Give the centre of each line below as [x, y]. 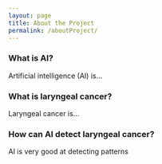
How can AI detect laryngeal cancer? [81, 134]
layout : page [30, 16]
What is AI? [31, 58]
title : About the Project [51, 23]
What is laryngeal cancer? [60, 96]
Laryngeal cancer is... [44, 113]
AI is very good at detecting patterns [69, 151]
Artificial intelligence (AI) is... [55, 76]
